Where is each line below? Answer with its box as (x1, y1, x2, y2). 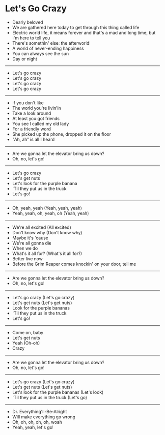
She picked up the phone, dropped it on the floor (12, 131, 111, 137)
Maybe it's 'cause (12, 235, 49, 241)
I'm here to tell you (12, 35, 50, 41)
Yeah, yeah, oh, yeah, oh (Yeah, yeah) (12, 210, 89, 216)
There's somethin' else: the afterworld (12, 40, 90, 46)
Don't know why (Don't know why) (12, 229, 82, 235)
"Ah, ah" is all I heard (12, 136, 55, 142)
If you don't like (12, 99, 44, 106)
